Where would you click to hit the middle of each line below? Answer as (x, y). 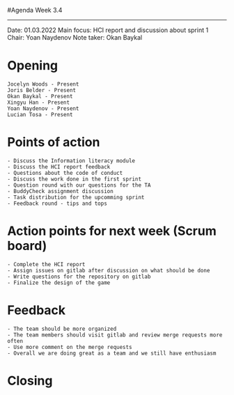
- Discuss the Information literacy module (71, 161)
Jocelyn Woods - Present (43, 84)
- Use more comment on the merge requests (70, 347)
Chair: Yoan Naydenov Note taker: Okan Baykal (75, 37)
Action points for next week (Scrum (112, 231)
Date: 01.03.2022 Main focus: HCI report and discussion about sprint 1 (108, 30)
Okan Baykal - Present (40, 96)
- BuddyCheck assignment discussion (60, 191)
